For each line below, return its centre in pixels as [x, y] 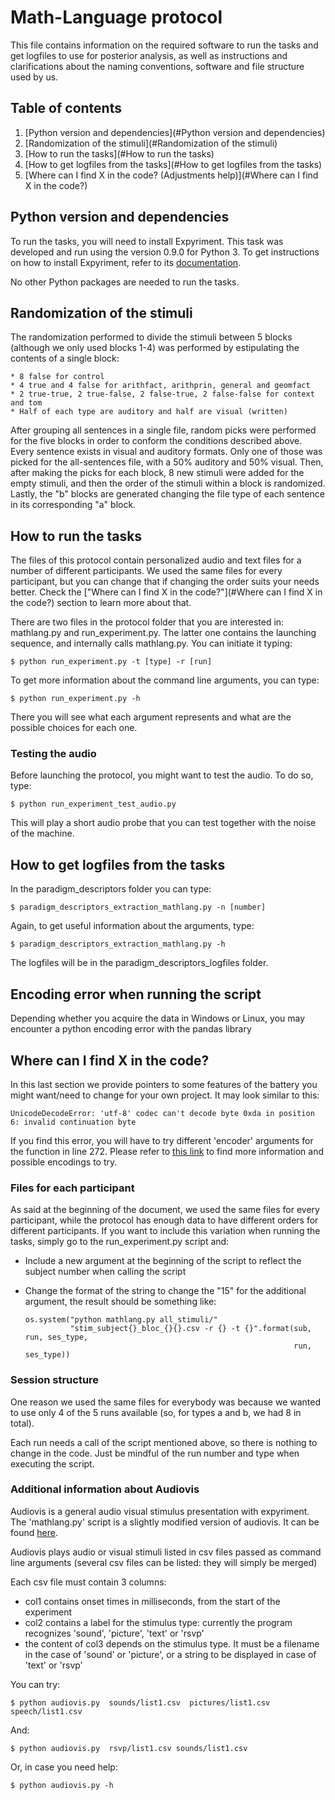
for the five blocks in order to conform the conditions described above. [156, 441]
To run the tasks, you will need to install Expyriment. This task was [147, 241]
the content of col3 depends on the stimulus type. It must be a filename [172, 1643]
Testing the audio [53, 754]
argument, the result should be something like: [120, 1302]
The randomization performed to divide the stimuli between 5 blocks [151, 337]
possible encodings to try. [64, 1162]
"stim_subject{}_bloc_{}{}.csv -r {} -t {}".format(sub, [190, 1329]
